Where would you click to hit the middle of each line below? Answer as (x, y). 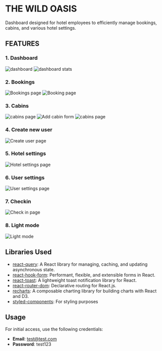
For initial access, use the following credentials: (54, 329)
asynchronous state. (34, 269)
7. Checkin (18, 202)
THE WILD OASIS (41, 9)
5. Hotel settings (26, 153)
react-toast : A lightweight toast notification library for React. (74, 280)
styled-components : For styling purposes (55, 301)
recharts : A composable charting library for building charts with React (85, 291)
